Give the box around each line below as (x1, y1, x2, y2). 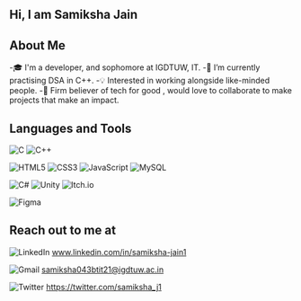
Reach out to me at (9, 223, 117, 238)
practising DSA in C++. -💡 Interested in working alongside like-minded (9, 75, 270, 86)
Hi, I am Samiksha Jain (9, 7, 138, 22)
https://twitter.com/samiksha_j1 (46, 281, 162, 292)
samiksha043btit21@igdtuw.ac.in (41, 264, 164, 275)
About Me (9, 38, 66, 53)
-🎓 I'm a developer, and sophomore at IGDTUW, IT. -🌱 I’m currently (9, 62, 261, 73)
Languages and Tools (9, 120, 132, 136)
